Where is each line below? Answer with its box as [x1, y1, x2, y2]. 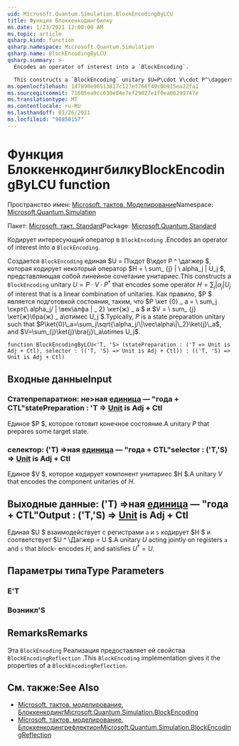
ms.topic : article [7, 30, 62, 38]
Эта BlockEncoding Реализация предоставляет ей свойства [7, 646, 186, 654]
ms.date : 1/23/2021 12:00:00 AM [7, 23, 103, 31]
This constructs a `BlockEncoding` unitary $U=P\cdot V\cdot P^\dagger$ [14, 76, 234, 83]
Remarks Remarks [7, 627, 88, 639]
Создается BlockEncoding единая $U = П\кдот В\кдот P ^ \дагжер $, [7, 257, 211, 265]
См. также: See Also [7, 682, 100, 694]
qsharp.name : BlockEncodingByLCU [7, 50, 107, 58]
